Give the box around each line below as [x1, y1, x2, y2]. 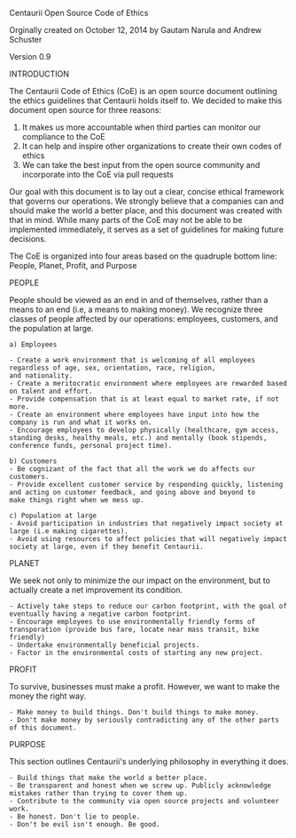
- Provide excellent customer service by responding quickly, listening [9, 480, 284, 489]
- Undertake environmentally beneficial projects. [9, 641, 200, 650]
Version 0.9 [9, 52, 51, 61]
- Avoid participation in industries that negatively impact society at [9, 519, 284, 528]
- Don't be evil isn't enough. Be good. [9, 820, 161, 829]
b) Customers [9, 457, 58, 466]
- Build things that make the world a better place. [9, 773, 208, 782]
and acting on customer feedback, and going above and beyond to [9, 488, 255, 497]
